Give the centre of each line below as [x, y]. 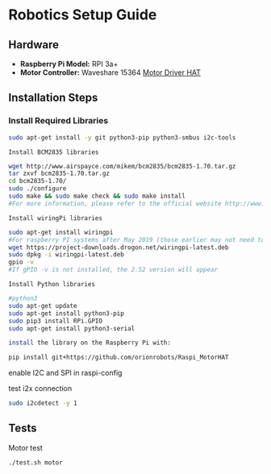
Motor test [25, 447]
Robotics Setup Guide [83, 15]
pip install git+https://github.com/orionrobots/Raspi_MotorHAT [119, 358]
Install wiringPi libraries [56, 218]
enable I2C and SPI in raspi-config [65, 373]
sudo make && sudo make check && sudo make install [97, 196]
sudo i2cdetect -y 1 [43, 403]
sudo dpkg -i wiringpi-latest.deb [67, 255]
